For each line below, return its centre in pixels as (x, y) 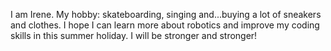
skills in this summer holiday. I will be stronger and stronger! (134, 35)
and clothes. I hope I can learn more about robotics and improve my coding (165, 25)
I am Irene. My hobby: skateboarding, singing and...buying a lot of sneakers (166, 14)
